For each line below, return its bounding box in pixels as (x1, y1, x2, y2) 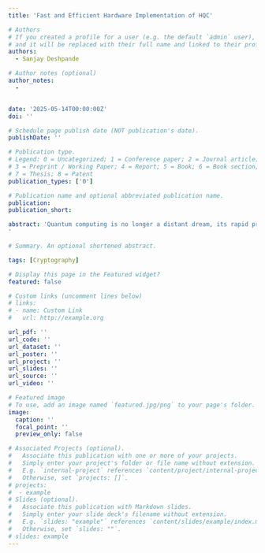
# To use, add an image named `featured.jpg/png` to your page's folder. (8, 401, 256, 409)
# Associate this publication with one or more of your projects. (8, 452, 238, 460)
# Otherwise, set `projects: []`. (8, 473, 129, 481)
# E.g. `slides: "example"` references (8, 518, 147, 525)
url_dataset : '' (8, 343, 62, 351)
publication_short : (8, 206, 73, 214)
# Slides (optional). (8, 495, 80, 504)
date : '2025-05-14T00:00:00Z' (8, 105, 108, 113)
